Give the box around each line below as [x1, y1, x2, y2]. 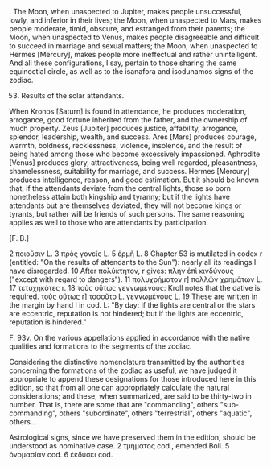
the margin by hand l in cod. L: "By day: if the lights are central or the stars [9, 300, 256, 309]
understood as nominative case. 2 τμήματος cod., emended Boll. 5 [9, 441, 230, 450]
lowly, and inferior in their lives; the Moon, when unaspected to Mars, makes [9, 15, 262, 25]
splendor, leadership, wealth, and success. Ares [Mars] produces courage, [9, 132, 257, 142]
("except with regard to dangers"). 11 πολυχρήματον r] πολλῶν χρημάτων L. [9, 275, 263, 284]
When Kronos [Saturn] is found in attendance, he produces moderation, [9, 106, 247, 116]
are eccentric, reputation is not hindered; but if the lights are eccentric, [9, 309, 244, 318]
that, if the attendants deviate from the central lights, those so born [9, 184, 232, 192]
